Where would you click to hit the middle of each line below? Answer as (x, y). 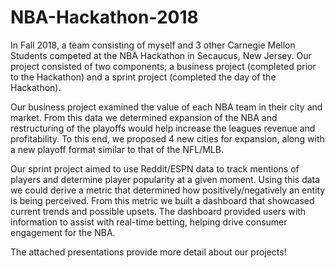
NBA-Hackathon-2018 (104, 17)
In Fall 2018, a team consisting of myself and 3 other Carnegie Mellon (153, 45)
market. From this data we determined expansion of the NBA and (144, 117)
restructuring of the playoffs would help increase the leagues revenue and (163, 128)
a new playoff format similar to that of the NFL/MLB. (117, 149)
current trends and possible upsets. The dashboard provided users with (158, 211)
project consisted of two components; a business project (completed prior (163, 66)
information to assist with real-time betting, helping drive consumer (149, 222)
